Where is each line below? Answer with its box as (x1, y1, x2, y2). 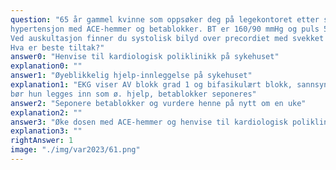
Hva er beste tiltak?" (10, 42, 105, 53)
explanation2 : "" (10, 107, 83, 118)
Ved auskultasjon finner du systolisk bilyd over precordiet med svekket (10, 33, 325, 43)
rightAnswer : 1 (10, 136, 74, 146)
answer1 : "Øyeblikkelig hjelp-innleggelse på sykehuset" (10, 71, 253, 81)
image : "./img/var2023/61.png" (10, 145, 141, 155)
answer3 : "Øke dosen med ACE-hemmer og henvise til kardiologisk (10, 117, 288, 127)
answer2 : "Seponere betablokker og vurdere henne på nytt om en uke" (10, 98, 307, 108)
